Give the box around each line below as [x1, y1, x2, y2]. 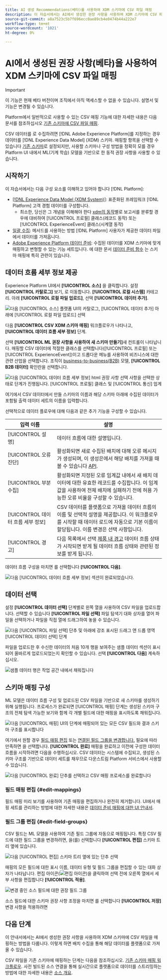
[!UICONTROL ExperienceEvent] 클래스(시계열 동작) [19, 221, 124, 227]
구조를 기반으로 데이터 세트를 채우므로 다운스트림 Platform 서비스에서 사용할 [14, 756, 162, 762]
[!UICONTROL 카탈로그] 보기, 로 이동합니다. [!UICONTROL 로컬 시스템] [5, 289, 145, 294]
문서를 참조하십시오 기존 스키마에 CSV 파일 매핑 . [5, 120, 99, 126]
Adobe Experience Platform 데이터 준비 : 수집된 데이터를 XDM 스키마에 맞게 [12, 240, 161, 246]
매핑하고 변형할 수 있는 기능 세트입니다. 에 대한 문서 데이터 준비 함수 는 [12, 246, 149, 252]
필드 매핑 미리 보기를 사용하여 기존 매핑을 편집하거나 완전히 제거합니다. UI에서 [5, 798, 156, 804]
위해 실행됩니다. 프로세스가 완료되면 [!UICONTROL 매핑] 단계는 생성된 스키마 [5, 703, 155, 709]
